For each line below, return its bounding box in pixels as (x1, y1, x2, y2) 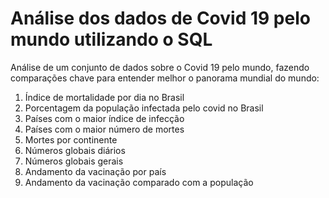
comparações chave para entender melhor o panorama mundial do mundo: (10, 72, 320, 84)
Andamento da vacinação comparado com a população (24, 176, 254, 188)
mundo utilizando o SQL (10, 28, 213, 51)
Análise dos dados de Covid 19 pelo (10, 7, 311, 30)
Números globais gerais (24, 155, 124, 167)
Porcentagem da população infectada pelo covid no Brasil (24, 102, 264, 114)
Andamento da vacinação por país (24, 165, 167, 177)
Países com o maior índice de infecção (24, 112, 185, 124)
